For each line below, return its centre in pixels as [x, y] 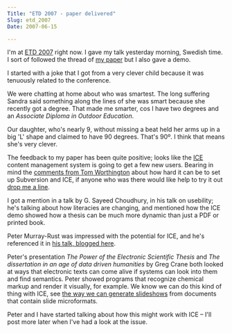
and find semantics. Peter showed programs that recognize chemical [106, 279]
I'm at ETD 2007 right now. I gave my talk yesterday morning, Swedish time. [115, 52]
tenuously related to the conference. [59, 80]
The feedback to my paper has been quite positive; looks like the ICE [105, 157]
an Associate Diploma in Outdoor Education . [71, 116]
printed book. [26, 223]
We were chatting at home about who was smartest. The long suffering [108, 94]
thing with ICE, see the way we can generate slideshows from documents [112, 294]
